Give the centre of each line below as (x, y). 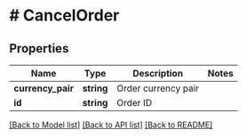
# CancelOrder (64, 16)
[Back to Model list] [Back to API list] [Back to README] (111, 125)
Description (158, 73)
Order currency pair (158, 88)
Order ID (135, 103)
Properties (39, 49)
